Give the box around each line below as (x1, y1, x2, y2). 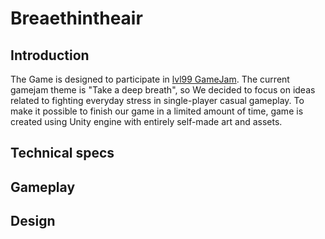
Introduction (10, 47, 90, 64)
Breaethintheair (10, 7, 143, 30)
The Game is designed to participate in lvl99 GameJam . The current (10, 73, 290, 85)
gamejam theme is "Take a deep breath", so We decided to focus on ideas (10, 84, 316, 96)
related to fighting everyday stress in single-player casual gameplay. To (10, 95, 305, 106)
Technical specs (10, 145, 115, 162)
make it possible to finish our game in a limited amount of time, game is (10, 105, 304, 117)
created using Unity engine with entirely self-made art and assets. (10, 116, 283, 127)
